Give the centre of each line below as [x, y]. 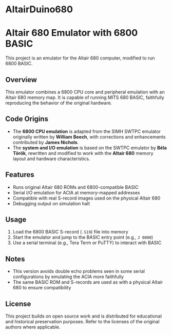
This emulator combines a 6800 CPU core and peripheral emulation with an [85, 92]
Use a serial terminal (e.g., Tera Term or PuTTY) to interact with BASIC [87, 243]
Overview [21, 80]
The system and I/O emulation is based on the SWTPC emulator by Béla [90, 148]
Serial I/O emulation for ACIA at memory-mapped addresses [76, 192]
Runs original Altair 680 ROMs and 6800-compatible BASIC [75, 187]
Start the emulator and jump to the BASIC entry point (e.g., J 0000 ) [83, 238]
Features [20, 175]
